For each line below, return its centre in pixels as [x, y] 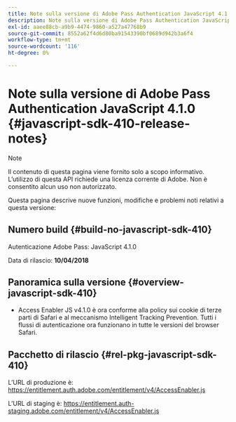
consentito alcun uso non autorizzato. [62, 186]
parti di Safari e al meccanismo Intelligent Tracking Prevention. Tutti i [117, 317]
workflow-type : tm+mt [40, 40]
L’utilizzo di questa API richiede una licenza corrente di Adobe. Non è [107, 179]
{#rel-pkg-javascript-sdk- [159, 354]
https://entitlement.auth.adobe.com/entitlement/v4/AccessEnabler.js [107, 390]
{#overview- [156, 283]
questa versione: [32, 207]
